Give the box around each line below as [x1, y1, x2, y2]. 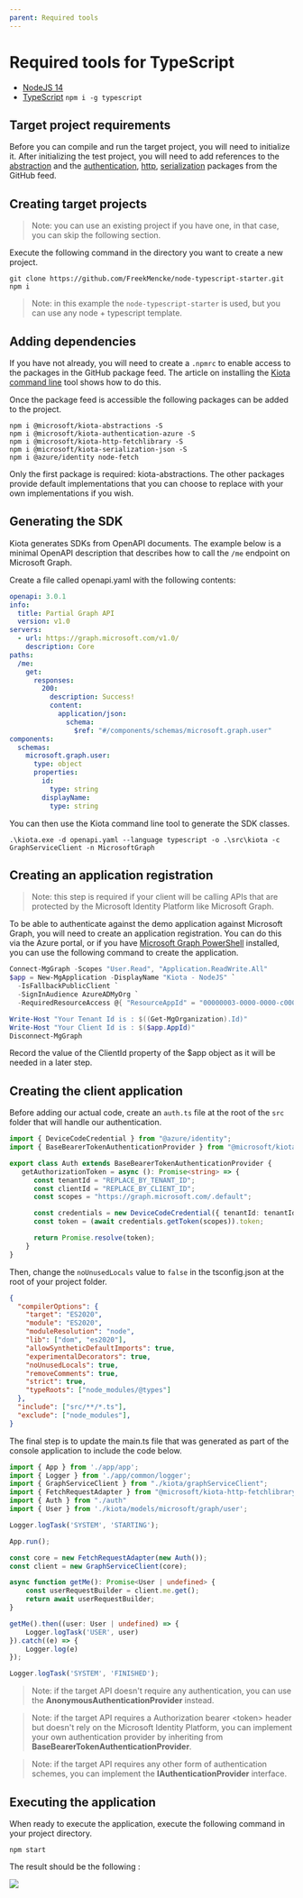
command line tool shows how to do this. [9, 377, 162, 388]
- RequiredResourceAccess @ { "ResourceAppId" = [17, 998, 196, 1007]
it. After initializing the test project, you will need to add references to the [9, 151, 280, 162]
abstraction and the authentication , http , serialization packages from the [9, 160, 278, 171]
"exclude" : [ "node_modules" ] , [17, 1410, 131, 1420]
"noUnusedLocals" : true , [25, 1361, 119, 1370]
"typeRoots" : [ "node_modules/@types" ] [25, 1386, 171, 1395]
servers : [9, 626, 42, 635]
